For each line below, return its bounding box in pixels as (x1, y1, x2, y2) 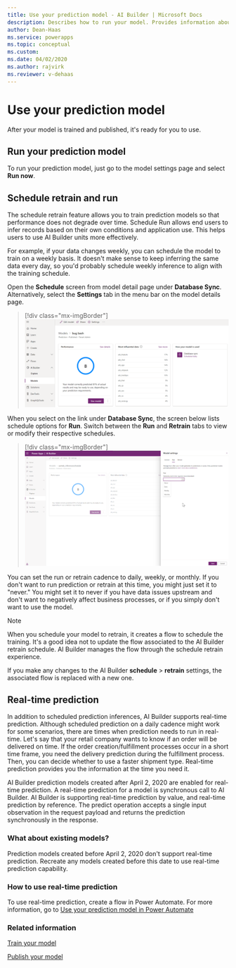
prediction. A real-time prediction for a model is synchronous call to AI (21, 786, 225, 794)
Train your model (7, 939, 57, 948)
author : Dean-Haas (7, 26, 61, 33)
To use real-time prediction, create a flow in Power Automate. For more (7, 898, 213, 906)
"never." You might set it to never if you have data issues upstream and (7, 587, 213, 596)
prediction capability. (7, 864, 68, 872)
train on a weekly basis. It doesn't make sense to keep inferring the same (7, 254, 219, 263)
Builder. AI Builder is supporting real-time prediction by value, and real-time (7, 794, 226, 802)
